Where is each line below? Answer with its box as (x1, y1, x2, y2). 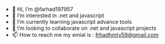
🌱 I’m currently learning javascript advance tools (11, 18, 132, 25)
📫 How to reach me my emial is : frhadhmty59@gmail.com (11, 32, 159, 38)
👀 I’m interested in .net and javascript (11, 12, 104, 19)
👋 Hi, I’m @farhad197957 (11, 6, 73, 12)
